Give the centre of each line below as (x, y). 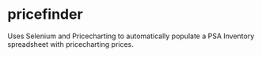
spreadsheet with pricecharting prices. (70, 44)
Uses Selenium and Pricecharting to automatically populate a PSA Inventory (131, 36)
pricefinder (46, 14)
